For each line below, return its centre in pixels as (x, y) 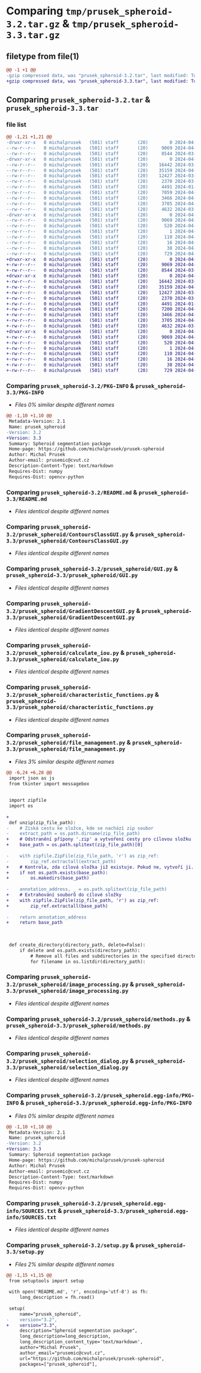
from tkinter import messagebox (49, 784)
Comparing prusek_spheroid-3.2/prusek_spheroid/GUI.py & (92, 569)
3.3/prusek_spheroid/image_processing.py (67, 991)
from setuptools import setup (46, 1281)
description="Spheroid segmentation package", (78, 1331)
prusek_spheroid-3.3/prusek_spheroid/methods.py (78, 1026)
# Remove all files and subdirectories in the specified (103, 956)
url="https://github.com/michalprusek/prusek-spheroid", (92, 1359)
